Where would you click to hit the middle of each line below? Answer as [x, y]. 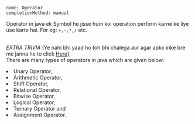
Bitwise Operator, [35, 96]
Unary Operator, [33, 71]
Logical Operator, [35, 102]
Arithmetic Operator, [38, 77]
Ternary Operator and [40, 108]
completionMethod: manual [37, 13]
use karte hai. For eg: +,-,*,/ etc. [47, 30]
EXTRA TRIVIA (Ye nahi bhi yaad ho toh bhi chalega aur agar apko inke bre [96, 47]
